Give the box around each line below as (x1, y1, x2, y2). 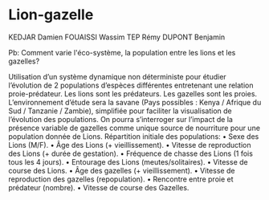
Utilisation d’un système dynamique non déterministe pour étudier (8, 71, 226, 81)
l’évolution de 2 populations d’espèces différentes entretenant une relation (8, 80, 255, 90)
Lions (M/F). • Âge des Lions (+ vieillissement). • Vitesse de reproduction (8, 140, 251, 149)
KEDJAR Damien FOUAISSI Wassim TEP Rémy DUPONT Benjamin (8, 32, 226, 42)
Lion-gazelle (8, 6, 94, 24)
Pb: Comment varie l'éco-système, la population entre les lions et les (8, 47, 236, 57)
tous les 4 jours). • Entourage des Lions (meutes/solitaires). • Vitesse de (8, 157, 248, 166)
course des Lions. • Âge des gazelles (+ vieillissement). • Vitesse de (8, 165, 235, 175)
